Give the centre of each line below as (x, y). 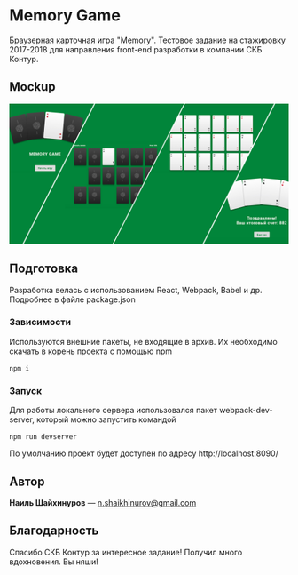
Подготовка (43, 269)
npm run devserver (43, 437)
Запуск (26, 390)
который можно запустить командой (106, 419)
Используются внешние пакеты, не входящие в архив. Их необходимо (143, 341)
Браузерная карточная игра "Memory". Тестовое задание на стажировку (148, 40)
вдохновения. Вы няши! (54, 562)
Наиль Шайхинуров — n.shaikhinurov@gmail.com (103, 502)
